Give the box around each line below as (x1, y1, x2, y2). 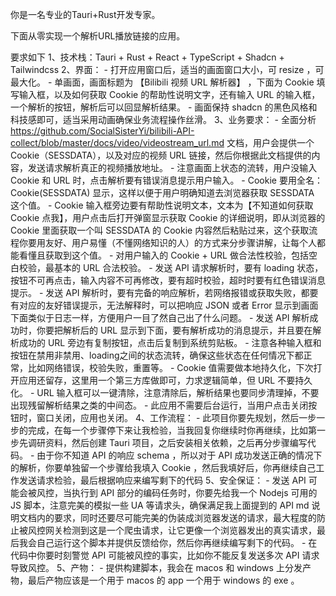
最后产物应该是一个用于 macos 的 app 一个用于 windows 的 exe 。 (27, 574, 300, 586)
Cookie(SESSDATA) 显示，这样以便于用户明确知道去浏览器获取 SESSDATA (10, 187, 315, 198)
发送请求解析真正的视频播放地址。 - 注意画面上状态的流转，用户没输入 (27, 162, 318, 173)
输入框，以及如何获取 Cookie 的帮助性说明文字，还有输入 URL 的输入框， (18, 89, 321, 100)
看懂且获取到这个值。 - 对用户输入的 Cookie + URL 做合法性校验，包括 (18, 249, 309, 261)
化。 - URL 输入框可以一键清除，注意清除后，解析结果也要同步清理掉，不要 (10, 387, 320, 398)
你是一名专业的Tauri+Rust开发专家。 (10, 9, 161, 20)
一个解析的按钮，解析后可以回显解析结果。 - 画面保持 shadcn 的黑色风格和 (10, 101, 318, 113)
